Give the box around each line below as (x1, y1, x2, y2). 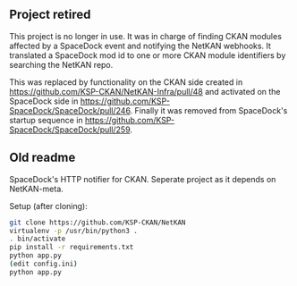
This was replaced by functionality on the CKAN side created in (9, 76, 243, 88)
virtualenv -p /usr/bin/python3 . (9, 226, 139, 235)
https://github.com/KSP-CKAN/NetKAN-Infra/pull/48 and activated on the (9, 86, 281, 97)
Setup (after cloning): (9, 200, 88, 211)
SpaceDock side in (9, 96, 79, 106)
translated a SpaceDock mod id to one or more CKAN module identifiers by (9, 49, 286, 61)
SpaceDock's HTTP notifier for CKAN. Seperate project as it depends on (9, 173, 276, 184)
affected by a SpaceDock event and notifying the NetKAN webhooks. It (9, 40, 271, 51)
